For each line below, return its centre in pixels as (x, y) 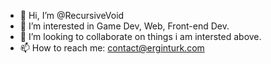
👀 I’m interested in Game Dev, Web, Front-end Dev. (124, 26)
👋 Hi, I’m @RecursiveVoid (72, 15)
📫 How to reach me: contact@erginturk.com (112, 48)
